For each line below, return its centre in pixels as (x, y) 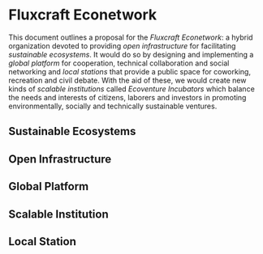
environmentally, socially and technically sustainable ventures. (113, 106)
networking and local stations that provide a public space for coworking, (130, 71)
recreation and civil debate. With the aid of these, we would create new (127, 80)
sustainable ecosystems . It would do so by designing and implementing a (131, 54)
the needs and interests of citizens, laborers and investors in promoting (127, 97)
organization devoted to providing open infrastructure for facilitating (122, 45)
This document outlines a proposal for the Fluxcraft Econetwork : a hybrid (131, 37)
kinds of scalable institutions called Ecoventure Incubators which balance (132, 89)
